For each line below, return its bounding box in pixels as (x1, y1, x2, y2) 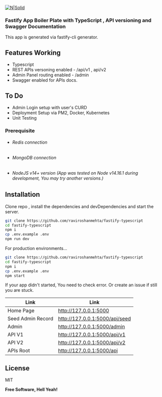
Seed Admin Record (7, 315, 54, 322)
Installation (5, 190, 40, 199)
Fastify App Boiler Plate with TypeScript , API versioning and (5, 17, 152, 24)
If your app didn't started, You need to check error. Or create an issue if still (5, 282, 158, 288)
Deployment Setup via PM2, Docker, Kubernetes (12, 110, 110, 116)
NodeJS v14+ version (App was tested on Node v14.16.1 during (12, 170, 139, 176)
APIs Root (7, 347, 30, 354)
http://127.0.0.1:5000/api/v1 (58, 331, 126, 338)
